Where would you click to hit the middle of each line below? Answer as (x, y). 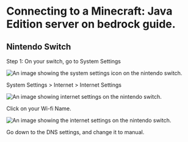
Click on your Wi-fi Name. (39, 108)
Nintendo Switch (39, 47)
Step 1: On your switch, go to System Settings (63, 61)
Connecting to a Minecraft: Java (89, 11)
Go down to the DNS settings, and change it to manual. (75, 132)
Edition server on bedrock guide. (91, 24)
